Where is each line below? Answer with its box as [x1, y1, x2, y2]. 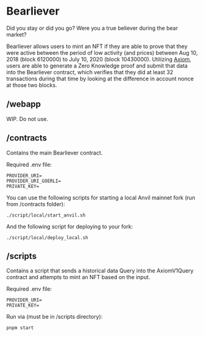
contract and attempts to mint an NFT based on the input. [6, 274, 150, 281]
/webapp [6, 99, 41, 109]
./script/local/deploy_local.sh [6, 234, 88, 241]
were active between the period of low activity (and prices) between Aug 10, [6, 49, 198, 56]
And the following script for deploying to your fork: [6, 223, 133, 230]
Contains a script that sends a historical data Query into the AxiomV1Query [6, 267, 194, 274]
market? [6, 30, 27, 38]
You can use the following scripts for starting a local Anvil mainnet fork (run [6, 193, 195, 201]
